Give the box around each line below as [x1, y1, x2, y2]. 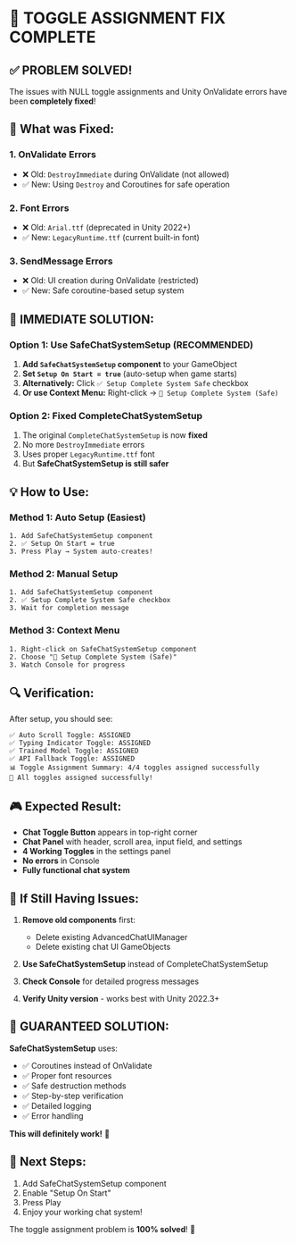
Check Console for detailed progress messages [21, 976, 199, 987]
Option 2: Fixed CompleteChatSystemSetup [9, 409, 203, 422]
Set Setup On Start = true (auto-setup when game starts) [21, 368, 238, 379]
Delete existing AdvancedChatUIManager [35, 931, 188, 942]
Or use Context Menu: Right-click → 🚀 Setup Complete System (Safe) [21, 387, 279, 398]
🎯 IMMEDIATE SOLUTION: [9, 312, 154, 327]
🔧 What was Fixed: [9, 122, 114, 137]
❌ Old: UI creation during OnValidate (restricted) [21, 275, 199, 286]
